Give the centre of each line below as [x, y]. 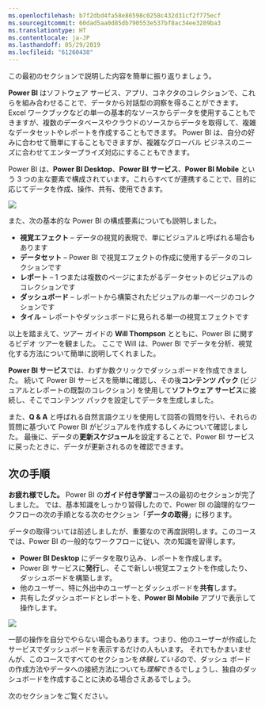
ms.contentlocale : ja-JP [49, 38]
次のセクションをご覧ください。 [60, 695]
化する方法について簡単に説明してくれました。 [84, 353]
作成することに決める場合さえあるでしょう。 [122, 679]
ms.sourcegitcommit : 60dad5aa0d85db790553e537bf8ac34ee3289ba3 [115, 23]
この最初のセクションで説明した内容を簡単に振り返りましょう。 [112, 76]
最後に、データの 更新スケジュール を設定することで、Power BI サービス [139, 436]
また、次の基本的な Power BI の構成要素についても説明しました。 [115, 220]
